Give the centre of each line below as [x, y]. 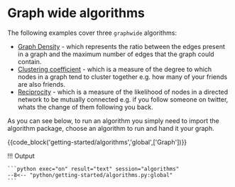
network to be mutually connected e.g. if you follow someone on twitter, [123, 99]
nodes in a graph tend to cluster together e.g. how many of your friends [122, 77]
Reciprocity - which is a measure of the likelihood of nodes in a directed [123, 92]
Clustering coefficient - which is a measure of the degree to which [115, 69]
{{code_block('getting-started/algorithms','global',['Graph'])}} [97, 142]
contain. [29, 61]
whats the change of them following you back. [86, 107]
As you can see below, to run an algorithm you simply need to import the [114, 121]
